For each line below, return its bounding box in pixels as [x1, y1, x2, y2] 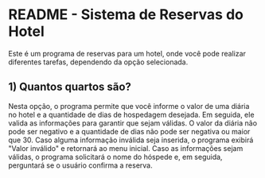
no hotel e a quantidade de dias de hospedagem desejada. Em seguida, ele [8, 110, 255, 119]
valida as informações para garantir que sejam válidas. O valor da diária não [8, 118, 257, 128]
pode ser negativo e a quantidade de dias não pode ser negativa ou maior [8, 126, 251, 136]
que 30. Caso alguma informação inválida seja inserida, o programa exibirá [8, 135, 254, 145]
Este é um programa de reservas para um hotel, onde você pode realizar [8, 48, 247, 58]
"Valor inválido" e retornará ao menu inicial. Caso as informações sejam [8, 143, 244, 153]
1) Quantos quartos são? [8, 80, 131, 94]
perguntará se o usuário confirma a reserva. [8, 161, 153, 170]
